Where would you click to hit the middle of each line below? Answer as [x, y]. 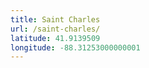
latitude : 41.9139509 [55, 38]
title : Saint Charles [55, 19]
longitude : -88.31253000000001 [75, 47]
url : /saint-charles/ [55, 29]
